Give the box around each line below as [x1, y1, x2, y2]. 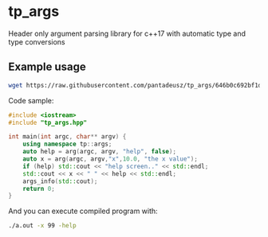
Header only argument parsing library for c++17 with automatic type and [8, 29, 246, 38]
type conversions [8, 37, 65, 46]
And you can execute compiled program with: [8, 206, 158, 216]
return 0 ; [22, 185, 56, 192]
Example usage [8, 60, 86, 74]
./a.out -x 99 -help [8, 222, 77, 230]
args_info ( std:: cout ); [22, 177, 98, 185]
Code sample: [8, 95, 54, 105]
